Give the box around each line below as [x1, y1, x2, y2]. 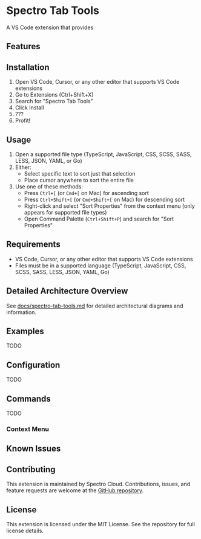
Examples [6, 326, 44, 336]
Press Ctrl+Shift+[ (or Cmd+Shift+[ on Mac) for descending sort [24, 196, 185, 203]
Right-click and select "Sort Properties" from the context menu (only [24, 202, 195, 210]
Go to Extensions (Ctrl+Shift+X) [15, 91, 94, 98]
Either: [15, 163, 31, 171]
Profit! [15, 117, 31, 125]
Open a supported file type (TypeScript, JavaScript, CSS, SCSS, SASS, [15, 150, 192, 158]
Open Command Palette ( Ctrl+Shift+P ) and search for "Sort [24, 215, 174, 222]
